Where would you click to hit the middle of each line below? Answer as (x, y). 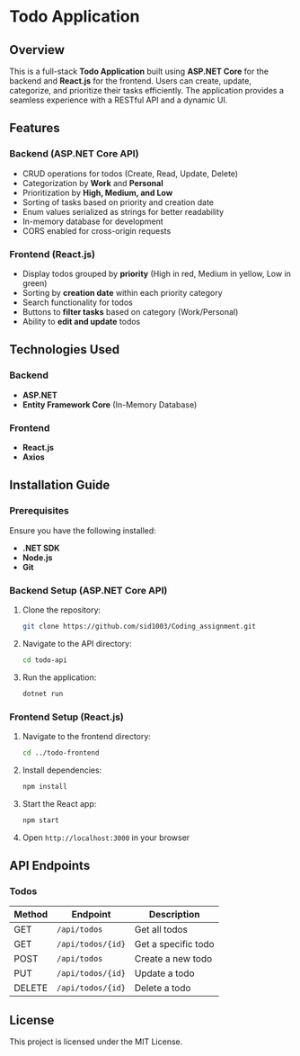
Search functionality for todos (77, 302)
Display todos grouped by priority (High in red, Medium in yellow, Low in (157, 273)
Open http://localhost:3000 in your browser (106, 837)
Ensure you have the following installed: (83, 530)
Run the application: (59, 677)
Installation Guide (60, 485)
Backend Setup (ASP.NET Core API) (88, 590)
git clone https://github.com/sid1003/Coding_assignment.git (139, 626)
